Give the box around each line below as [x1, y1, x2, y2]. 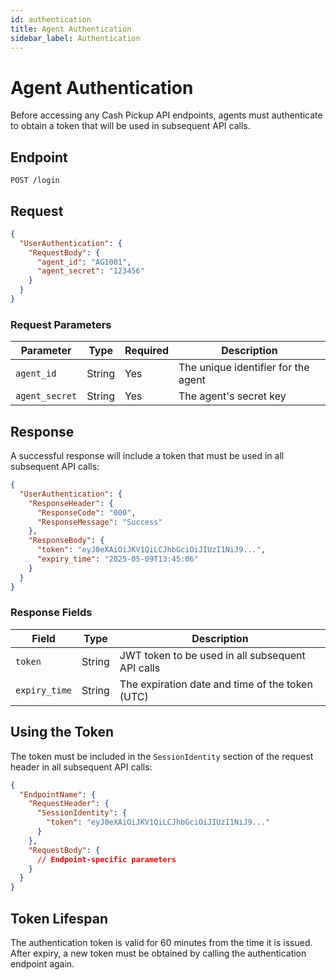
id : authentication [10, 14, 92, 25]
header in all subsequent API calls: [10, 761, 153, 773]
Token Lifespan [10, 910, 108, 927]
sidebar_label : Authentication [10, 33, 141, 43]
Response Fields [10, 606, 93, 620]
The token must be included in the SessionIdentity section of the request [10, 750, 314, 762]
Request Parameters [10, 317, 112, 331]
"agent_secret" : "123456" [36, 266, 145, 276]
